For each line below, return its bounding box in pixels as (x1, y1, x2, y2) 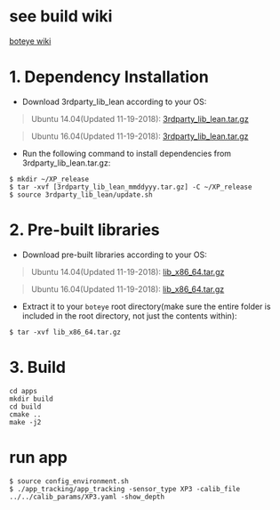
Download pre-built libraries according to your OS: (21, 249, 207, 260)
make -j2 (9, 417, 42, 426)
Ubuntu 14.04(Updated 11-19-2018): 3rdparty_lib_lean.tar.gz (30, 113, 249, 124)
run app (9, 447, 68, 467)
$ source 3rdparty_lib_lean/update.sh (9, 190, 153, 199)
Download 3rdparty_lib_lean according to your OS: (21, 96, 207, 107)
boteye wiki (9, 36, 52, 46)
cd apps (9, 386, 38, 395)
